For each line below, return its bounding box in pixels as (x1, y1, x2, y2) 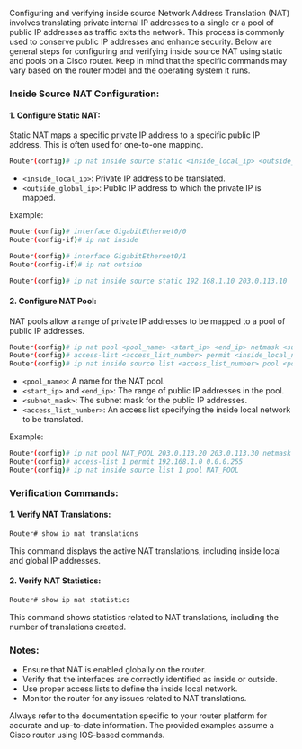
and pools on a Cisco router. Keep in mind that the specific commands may (9, 56, 288, 66)
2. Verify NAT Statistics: (9, 575, 102, 586)
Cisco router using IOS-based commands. (9, 729, 165, 741)
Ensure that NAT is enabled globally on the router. (22, 664, 207, 675)
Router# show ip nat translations (9, 528, 139, 538)
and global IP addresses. (9, 555, 102, 565)
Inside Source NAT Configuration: (9, 87, 160, 100)
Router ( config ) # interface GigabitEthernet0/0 (9, 227, 187, 236)
